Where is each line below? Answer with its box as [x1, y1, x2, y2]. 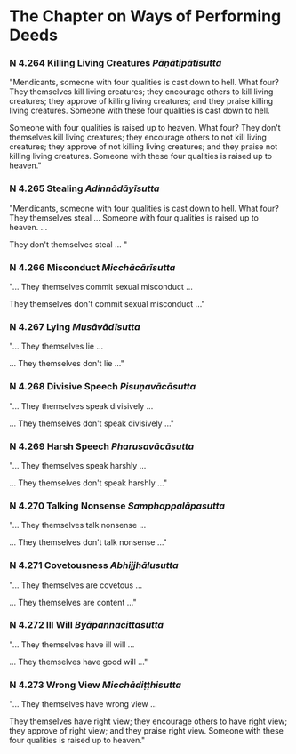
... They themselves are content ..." [9, 597, 137, 607]
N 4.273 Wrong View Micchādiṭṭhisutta [9, 678, 182, 691]
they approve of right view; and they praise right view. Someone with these [9, 726, 284, 736]
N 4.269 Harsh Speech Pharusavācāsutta [9, 440, 195, 453]
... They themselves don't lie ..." [9, 358, 124, 369]
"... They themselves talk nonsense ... [9, 520, 147, 531]
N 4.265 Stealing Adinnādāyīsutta [9, 182, 160, 195]
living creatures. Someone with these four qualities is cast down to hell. [9, 105, 270, 116]
